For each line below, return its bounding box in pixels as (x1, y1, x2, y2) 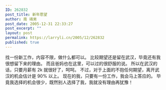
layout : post (5, 30, 33, 35)
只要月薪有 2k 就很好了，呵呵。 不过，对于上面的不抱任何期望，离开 (14, 66, 155, 72)
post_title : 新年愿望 (5, 12, 48, 17)
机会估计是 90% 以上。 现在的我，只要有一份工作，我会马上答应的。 (14, 73, 156, 79)
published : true (5, 40, 39, 45)
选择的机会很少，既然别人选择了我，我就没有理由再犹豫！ (14, 79, 133, 85)
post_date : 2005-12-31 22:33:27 (5, 21, 73, 26)
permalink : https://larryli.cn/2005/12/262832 (5, 35, 105, 40)
